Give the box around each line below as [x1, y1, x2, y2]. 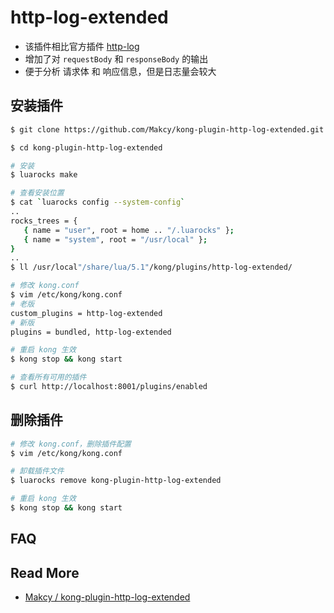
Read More [10, 564, 80, 581]
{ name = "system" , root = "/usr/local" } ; [23, 234, 208, 245]
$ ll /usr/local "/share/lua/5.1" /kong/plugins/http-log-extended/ [10, 262, 293, 273]
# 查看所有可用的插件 [10, 372, 87, 383]
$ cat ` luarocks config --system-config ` [10, 197, 186, 208]
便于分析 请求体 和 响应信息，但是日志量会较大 [24, 65, 217, 77]
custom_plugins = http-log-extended [10, 308, 163, 318]
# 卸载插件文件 [10, 466, 65, 476]
